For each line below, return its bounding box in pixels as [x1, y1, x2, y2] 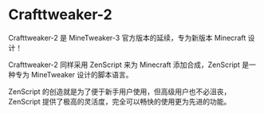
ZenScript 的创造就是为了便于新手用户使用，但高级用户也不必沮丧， [8, 86, 231, 96]
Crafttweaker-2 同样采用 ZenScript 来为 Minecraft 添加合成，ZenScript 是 [8, 60, 250, 69]
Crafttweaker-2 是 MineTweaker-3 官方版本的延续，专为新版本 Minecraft [8, 33, 246, 42]
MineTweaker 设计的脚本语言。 [30, 69, 133, 79]
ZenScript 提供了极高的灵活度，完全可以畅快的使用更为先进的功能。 [8, 96, 231, 106]
